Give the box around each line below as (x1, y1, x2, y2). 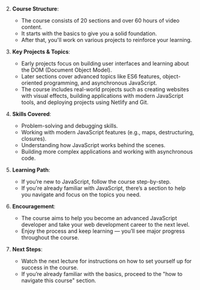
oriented (21, 79, 43, 86)
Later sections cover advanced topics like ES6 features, (21, 73, 162, 80)
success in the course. (21, 264, 79, 271)
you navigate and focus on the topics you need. (21, 191, 141, 198)
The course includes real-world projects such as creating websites (21, 86, 189, 93)
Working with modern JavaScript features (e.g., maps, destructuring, (21, 129, 195, 136)
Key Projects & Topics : (12, 48, 71, 55)
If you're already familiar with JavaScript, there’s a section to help (21, 185, 186, 192)
